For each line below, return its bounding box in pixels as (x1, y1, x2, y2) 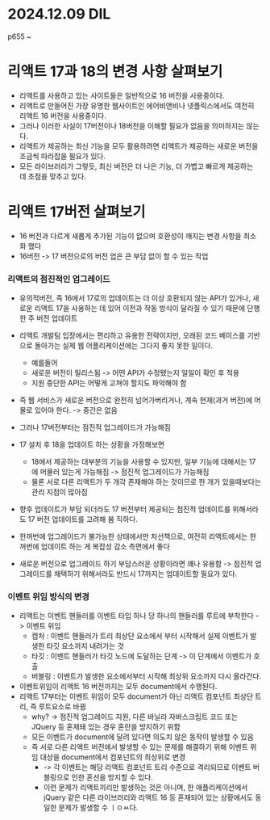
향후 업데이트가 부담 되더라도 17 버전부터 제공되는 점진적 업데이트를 (19, 504, 231, 514)
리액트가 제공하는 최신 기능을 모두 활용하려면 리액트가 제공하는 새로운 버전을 (19, 141, 259, 150)
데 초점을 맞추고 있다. (19, 171, 86, 181)
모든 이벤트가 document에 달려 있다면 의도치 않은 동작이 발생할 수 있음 (31, 732, 255, 742)
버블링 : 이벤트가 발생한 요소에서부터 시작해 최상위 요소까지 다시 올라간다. (31, 671, 262, 681)
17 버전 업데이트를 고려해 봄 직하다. (27, 515, 139, 524)
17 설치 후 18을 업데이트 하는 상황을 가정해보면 (19, 439, 165, 449)
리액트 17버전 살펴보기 (7, 203, 146, 221)
